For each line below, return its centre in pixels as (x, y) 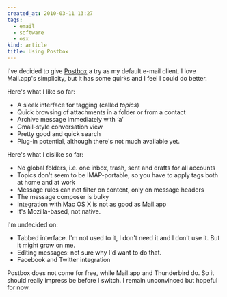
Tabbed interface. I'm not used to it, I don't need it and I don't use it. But (118, 237)
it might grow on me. (46, 245)
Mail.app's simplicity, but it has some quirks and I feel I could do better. (107, 78)
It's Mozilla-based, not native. (59, 211)
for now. (19, 287)
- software (29, 33)
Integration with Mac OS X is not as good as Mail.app (92, 204)
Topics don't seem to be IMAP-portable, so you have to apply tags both (118, 175)
